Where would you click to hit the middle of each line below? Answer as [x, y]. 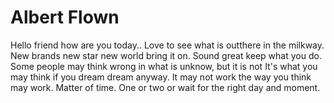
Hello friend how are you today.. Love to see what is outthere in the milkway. [167, 45]
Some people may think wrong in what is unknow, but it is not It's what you [164, 66]
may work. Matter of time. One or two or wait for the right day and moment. [165, 87]
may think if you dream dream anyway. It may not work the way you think [161, 77]
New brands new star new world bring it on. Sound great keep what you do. [166, 55]
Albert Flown [65, 17]
